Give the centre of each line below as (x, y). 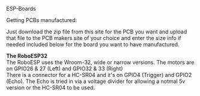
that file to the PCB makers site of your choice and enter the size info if (94, 38)
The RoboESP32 (27, 56)
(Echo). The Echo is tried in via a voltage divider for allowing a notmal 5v (96, 81)
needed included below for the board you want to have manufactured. (93, 44)
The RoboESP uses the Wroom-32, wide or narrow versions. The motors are (100, 62)
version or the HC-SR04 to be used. (50, 88)
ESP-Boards (21, 9)
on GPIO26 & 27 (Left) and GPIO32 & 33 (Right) (65, 69)
